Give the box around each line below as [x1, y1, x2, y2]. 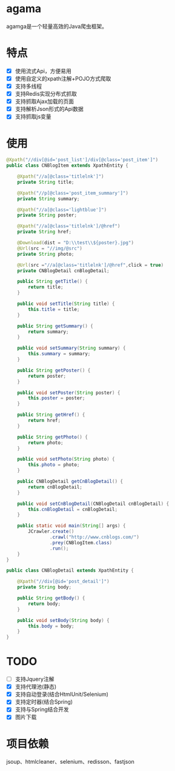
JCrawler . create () [28, 529, 74, 535]
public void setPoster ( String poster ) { [17, 390, 121, 396]
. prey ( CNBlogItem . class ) [49, 539, 113, 546]
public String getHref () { [17, 412, 85, 418]
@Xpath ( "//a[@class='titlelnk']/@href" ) [17, 223, 121, 229]
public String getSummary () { [17, 323, 94, 329]
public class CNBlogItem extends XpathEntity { [6, 162, 129, 169]
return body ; [28, 601, 61, 607]
